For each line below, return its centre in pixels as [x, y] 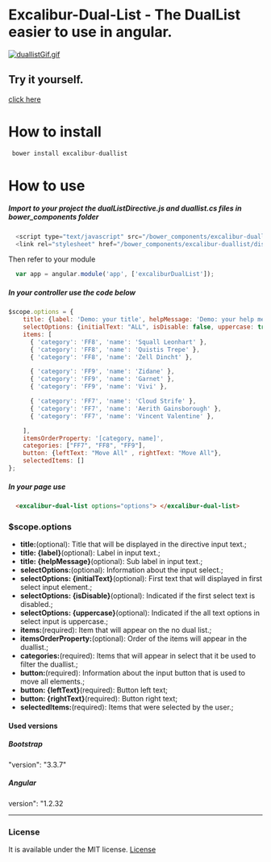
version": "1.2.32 [36, 803]
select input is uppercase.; [64, 621]
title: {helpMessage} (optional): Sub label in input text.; [111, 562]
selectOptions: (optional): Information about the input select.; [121, 570]
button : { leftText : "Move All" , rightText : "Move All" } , [122, 454]
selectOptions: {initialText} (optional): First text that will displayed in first [141, 579]
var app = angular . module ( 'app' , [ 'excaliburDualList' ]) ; [115, 274]
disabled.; [36, 605]
